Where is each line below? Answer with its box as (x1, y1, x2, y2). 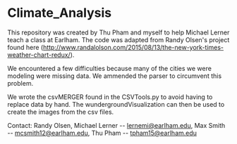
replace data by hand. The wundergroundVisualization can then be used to (7, 100, 225, 108)
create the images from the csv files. (7, 107, 114, 116)
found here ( (7, 43, 44, 51)
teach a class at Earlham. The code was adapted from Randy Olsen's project (7, 35, 230, 44)
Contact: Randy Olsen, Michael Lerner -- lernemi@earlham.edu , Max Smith (7, 121, 226, 129)
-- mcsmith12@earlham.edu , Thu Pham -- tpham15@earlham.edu (7, 129, 197, 137)
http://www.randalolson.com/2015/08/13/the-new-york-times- (42, 43, 224, 51)
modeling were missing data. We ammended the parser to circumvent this (7, 72, 222, 80)
